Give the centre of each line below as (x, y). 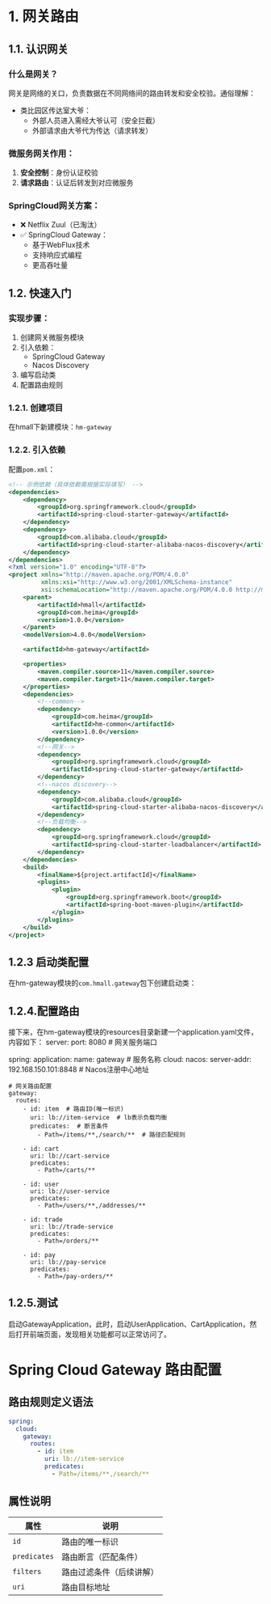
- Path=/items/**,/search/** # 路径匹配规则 (111, 1135)
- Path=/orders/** (68, 1241)
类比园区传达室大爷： (55, 110)
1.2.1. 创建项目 (36, 408)
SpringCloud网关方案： (54, 205)
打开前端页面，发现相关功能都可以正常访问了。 (93, 1334)
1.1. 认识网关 (38, 49)
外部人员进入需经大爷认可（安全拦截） (96, 120)
